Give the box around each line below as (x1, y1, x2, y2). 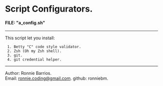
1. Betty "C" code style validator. (7, 45, 81, 50)
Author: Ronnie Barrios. (5, 70, 52, 76)
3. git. (7, 53, 23, 58)
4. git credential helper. (7, 57, 62, 62)
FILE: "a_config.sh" (5, 19, 45, 25)
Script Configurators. (5, 3, 93, 15)
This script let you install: (5, 35, 55, 41)
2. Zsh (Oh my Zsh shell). (7, 49, 62, 54)
